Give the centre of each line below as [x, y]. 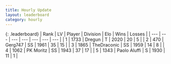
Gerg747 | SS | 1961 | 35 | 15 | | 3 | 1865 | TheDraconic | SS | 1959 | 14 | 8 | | [85, 45]
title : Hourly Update [28, 10]
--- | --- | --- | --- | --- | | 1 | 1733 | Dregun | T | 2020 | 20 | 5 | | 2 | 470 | [87, 39]
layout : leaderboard [27, 15]
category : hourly [24, 19]
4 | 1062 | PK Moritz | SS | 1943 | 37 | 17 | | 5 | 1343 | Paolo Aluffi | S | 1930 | [85, 50]
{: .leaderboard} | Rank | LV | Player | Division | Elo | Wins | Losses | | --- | [83, 34]
